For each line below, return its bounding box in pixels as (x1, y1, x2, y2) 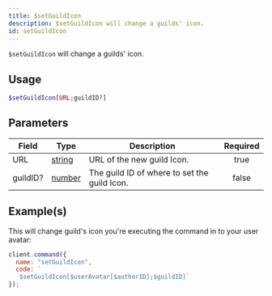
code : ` (15, 265, 42, 273)
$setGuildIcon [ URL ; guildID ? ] (8, 94, 107, 102)
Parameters (8, 116, 69, 130)
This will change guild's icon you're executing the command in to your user (8, 226, 259, 235)
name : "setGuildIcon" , (15, 258, 92, 266)
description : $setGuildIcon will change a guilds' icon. (8, 19, 205, 27)
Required (223, 140, 260, 151)
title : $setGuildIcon (8, 11, 82, 20)
